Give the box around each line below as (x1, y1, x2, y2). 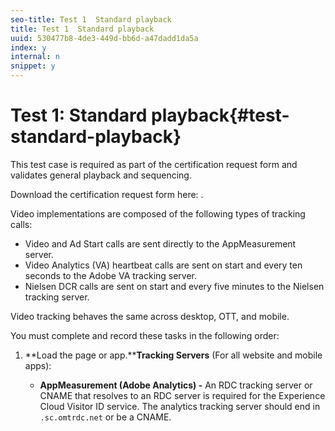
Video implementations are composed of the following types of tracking (10, 207, 306, 220)
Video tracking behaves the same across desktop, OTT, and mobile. (10, 310, 290, 322)
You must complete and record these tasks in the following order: (10, 329, 280, 341)
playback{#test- (151, 104, 290, 127)
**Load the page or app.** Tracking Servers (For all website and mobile (24, 349, 323, 361)
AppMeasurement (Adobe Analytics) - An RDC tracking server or (39, 379, 313, 391)
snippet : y (10, 61, 56, 71)
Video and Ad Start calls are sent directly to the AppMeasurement (24, 237, 297, 250)
